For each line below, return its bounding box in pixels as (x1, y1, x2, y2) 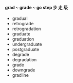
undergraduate (12, 41, 42, 47)
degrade (12, 51, 29, 58)
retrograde (12, 21, 34, 27)
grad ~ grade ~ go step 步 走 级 (5, 4, 68, 10)
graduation (12, 36, 34, 42)
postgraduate (12, 47, 39, 52)
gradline (12, 72, 29, 78)
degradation (12, 57, 37, 63)
